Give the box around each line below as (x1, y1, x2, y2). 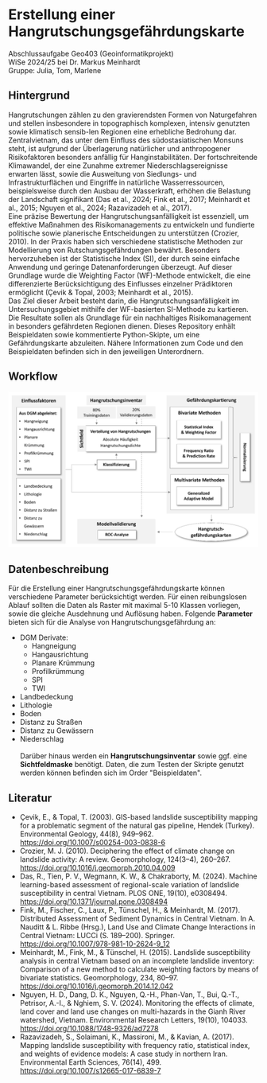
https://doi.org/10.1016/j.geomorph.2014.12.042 (19, 981, 174, 991)
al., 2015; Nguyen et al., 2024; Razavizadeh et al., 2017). (8, 203, 192, 212)
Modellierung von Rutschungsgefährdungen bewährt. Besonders (8, 245, 221, 255)
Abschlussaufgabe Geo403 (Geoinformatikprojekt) (8, 49, 174, 58)
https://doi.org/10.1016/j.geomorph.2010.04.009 (19, 863, 176, 873)
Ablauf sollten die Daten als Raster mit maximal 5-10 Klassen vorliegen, (8, 601, 241, 610)
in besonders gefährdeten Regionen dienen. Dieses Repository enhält (8, 321, 236, 331)
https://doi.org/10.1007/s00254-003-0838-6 (19, 838, 165, 847)
